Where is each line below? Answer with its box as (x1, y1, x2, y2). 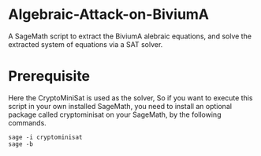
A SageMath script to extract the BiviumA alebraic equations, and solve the (8, 31, 252, 41)
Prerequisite (8, 67, 91, 85)
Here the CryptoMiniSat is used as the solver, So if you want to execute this (8, 93, 253, 103)
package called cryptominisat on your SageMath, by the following (8, 110, 222, 119)
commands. (8, 118, 47, 127)
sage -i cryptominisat (8, 133, 83, 141)
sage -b (8, 140, 34, 148)
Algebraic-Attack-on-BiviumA (8, 5, 210, 24)
